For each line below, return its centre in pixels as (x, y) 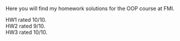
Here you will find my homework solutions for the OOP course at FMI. (90, 8)
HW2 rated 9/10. (25, 26)
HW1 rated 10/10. (26, 20)
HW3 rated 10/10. (27, 32)
